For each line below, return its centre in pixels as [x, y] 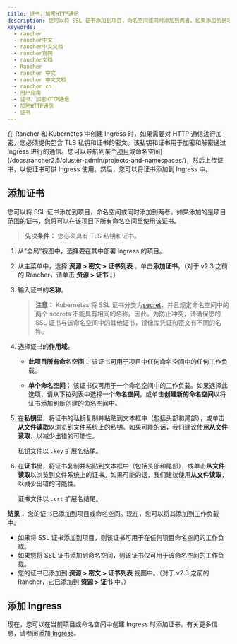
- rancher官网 [33, 54]
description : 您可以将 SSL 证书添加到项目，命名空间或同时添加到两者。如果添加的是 [117, 21]
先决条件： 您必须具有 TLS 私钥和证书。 [83, 236]
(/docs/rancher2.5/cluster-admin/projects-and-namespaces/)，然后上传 [112, 160]
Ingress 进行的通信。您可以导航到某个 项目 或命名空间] [85, 151]
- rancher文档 [33, 60]
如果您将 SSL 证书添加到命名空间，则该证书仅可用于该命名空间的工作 [118, 555]
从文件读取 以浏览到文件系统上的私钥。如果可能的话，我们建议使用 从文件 [122, 427]
